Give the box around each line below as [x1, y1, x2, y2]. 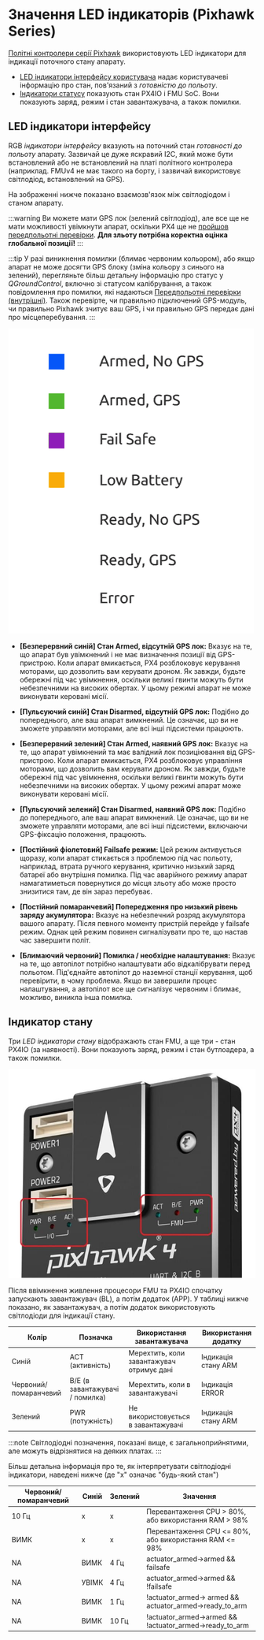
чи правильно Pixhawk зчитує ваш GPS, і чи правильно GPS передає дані [8, 303, 255, 313]
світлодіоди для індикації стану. [8, 1311, 115, 1320]
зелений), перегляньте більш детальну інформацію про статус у [8, 270, 224, 280]
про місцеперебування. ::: [8, 312, 96, 322]
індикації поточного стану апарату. [8, 57, 126, 66]
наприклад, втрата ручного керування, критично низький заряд [19, 861, 235, 871]
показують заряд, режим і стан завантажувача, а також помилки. [19, 97, 241, 106]
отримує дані [128, 1365, 173, 1374]
